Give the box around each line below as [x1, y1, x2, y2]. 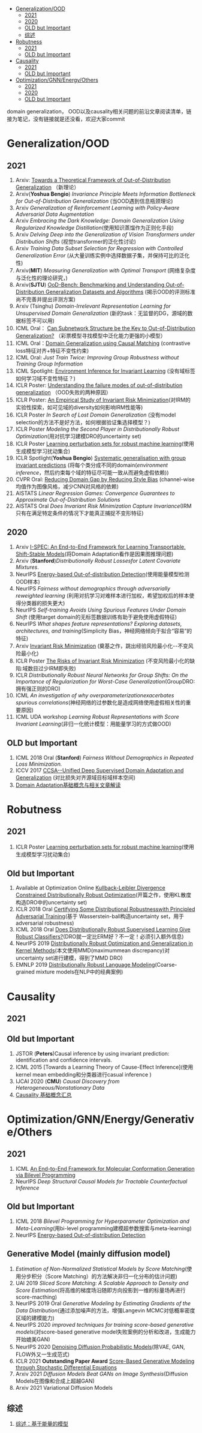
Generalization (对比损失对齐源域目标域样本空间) [15, 774, 136, 781]
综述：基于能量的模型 [15, 1420, 68, 1428]
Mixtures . [15, 563, 40, 571]
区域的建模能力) [15, 1314, 55, 1322]
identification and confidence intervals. [15, 1056, 113, 1063]
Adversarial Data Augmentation [15, 211, 95, 218]
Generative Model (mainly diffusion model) [7, 1249, 171, 1259]
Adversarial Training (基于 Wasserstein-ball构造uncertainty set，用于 [15, 913, 185, 920]
